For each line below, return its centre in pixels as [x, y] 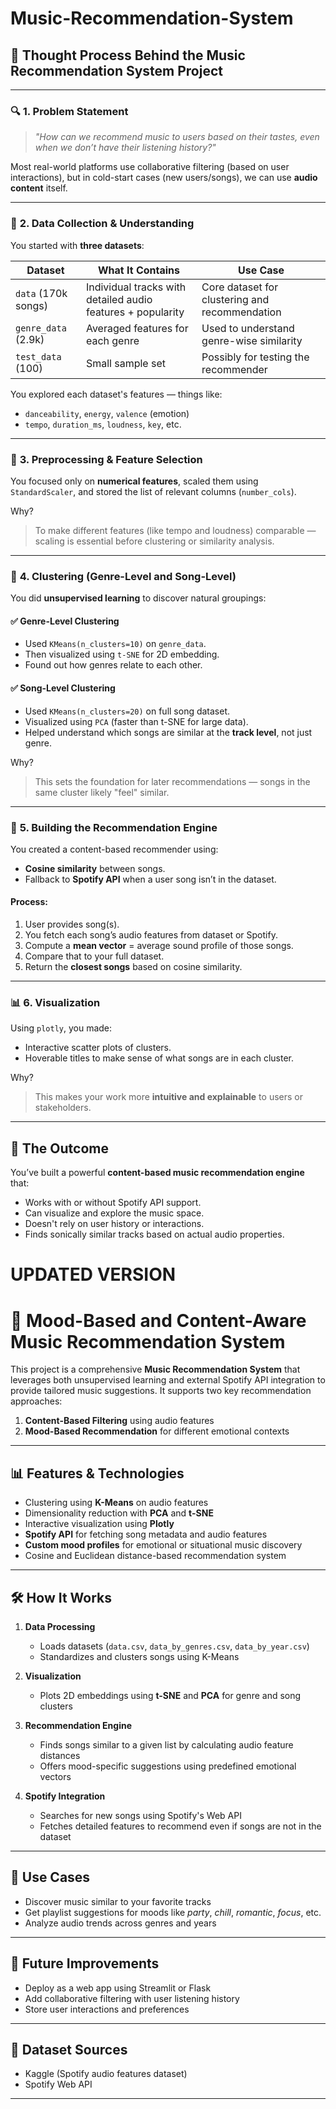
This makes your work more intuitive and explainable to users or [168, 1097]
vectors [55, 1776]
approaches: [36, 1401]
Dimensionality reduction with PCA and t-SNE [119, 1513]
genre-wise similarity [252, 340]
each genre [112, 340]
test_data [38, 356]
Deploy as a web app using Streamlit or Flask [118, 1988]
